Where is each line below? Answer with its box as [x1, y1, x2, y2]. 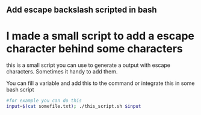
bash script [6, 86, 34, 93]
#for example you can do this [6, 98, 82, 104]
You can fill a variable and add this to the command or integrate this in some [6, 79, 195, 87]
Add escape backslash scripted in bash [6, 5, 158, 15]
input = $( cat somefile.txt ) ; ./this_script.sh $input [6, 104, 141, 110]
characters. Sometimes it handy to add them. [6, 68, 118, 75]
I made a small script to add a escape [6, 29, 194, 43]
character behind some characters [6, 42, 184, 55]
